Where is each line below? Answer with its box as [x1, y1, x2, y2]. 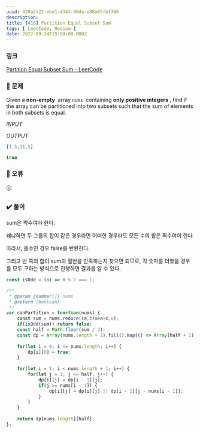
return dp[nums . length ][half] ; [17, 416, 95, 422]
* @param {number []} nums [8, 293, 74, 299]
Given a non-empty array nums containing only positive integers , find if [6, 96, 187, 103]
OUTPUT [6, 132, 29, 139]
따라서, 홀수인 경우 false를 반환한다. [6, 245, 90, 252]
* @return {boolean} [8, 299, 60, 305]
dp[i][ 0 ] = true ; [28, 349, 71, 355]
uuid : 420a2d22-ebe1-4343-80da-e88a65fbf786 [6, 8, 119, 15]
